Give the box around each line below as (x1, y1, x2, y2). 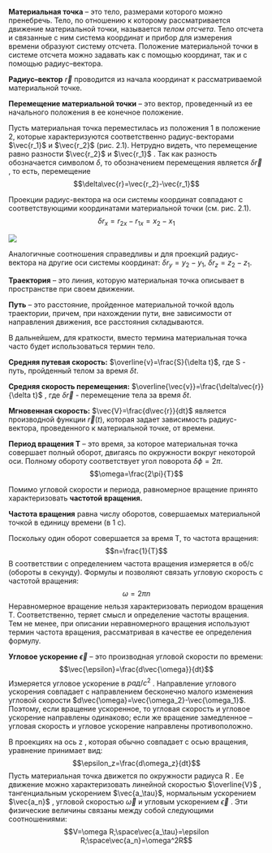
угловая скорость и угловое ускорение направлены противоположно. (8, 721, 253, 731)
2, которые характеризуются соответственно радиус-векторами (8, 132, 234, 141)
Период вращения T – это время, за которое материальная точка (8, 439, 238, 448)
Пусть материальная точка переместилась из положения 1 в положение (8, 123, 261, 132)
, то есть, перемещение (8, 167, 91, 175)
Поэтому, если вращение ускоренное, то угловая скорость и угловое (8, 704, 250, 714)
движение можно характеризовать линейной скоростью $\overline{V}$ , (8, 780, 261, 790)
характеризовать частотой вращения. (8, 493, 143, 503)
